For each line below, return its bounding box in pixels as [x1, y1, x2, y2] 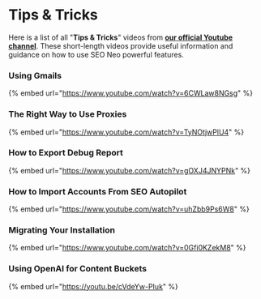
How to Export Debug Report [8, 147, 124, 159]
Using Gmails [8, 70, 62, 81]
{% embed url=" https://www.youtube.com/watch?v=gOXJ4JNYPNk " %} [8, 165, 251, 175]
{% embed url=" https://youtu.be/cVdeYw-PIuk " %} [8, 281, 178, 291]
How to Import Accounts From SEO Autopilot [8, 186, 187, 197]
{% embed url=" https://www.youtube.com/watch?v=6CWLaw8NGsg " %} [8, 88, 254, 98]
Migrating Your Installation [8, 224, 116, 236]
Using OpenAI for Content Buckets [8, 263, 148, 275]
